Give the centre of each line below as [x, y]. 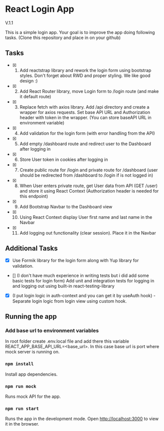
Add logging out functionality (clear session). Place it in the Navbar [88, 233]
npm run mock [21, 386]
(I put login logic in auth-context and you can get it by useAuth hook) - [84, 295]
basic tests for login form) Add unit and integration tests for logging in [83, 280]
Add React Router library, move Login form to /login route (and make [89, 91]
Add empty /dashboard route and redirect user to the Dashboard [85, 144]
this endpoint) [34, 196]
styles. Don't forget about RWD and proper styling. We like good [85, 76]
